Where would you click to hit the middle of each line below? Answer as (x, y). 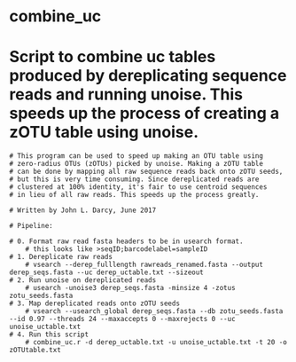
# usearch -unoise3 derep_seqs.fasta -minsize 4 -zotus (131, 288)
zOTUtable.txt (35, 350)
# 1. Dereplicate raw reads (61, 257)
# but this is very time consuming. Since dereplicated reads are (134, 179)
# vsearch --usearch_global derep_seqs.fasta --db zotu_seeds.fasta (154, 311)
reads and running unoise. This (126, 94)
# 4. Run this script (49, 334)
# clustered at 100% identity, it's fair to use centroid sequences (138, 187)
